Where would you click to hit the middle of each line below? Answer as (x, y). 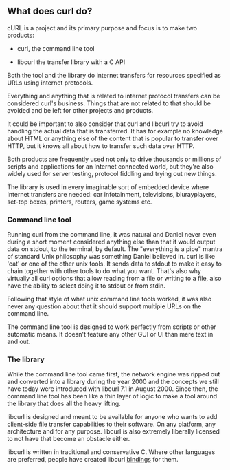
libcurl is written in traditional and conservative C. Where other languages (111, 452)
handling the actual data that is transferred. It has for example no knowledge (115, 131)
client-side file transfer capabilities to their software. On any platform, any (112, 424)
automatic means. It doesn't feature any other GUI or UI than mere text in (110, 334)
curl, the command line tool (56, 48)
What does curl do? (50, 11)
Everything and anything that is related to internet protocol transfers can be (114, 96)
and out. (19, 342)
